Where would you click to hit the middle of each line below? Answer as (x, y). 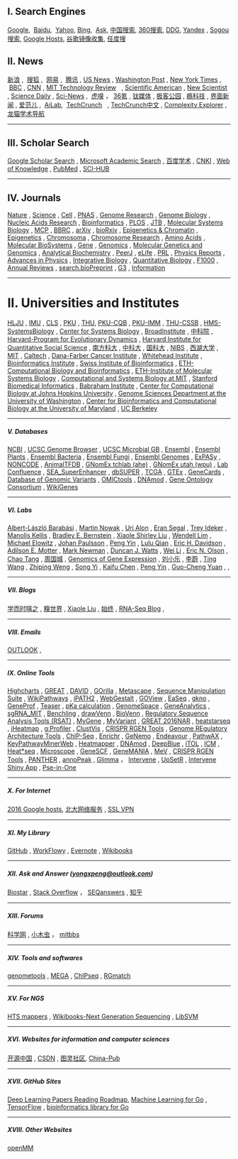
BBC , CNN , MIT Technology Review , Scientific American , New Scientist (118, 87)
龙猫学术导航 (26, 114)
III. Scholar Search (49, 143)
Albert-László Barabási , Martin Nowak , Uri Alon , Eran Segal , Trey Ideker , (117, 528)
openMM (21, 1148)
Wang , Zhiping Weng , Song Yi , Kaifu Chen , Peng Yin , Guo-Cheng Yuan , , (119, 567)
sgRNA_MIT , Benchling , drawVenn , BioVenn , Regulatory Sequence (108, 714)
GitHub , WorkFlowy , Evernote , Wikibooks (70, 850)
